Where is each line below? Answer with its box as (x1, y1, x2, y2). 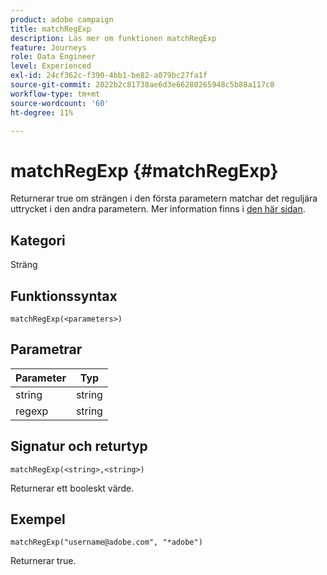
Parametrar (10, 341, 83, 358)
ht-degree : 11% (10, 107, 74, 118)
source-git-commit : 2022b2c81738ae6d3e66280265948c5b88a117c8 (10, 80, 275, 90)
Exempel (10, 511, 66, 528)
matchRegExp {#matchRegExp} (10, 159, 279, 182)
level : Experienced (10, 61, 92, 71)
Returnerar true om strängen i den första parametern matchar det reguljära (10, 192, 318, 205)
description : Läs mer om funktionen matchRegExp (10, 33, 217, 43)
